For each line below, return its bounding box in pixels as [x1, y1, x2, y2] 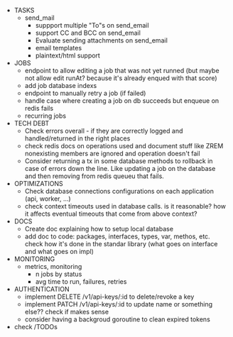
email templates [35, 44, 82, 52]
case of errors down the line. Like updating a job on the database [24, 165, 216, 172]
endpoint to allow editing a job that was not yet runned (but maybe [24, 67, 220, 74]
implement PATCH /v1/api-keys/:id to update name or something [24, 300, 213, 308]
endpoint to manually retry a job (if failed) [24, 89, 146, 97]
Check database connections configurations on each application [24, 187, 215, 195]
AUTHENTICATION [13, 285, 70, 293]
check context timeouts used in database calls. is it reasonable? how [24, 202, 226, 210]
